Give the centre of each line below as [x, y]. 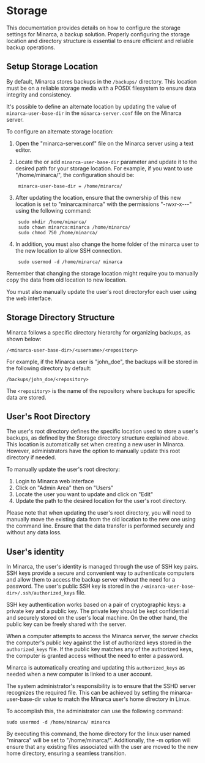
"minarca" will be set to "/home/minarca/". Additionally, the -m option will [99, 740]
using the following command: [53, 210]
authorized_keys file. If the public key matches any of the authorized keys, [100, 649]
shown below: [24, 339]
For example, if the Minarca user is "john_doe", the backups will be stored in [102, 362]
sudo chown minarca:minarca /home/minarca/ [74, 227]
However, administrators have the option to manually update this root [93, 451]
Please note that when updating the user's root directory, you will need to [99, 513]
